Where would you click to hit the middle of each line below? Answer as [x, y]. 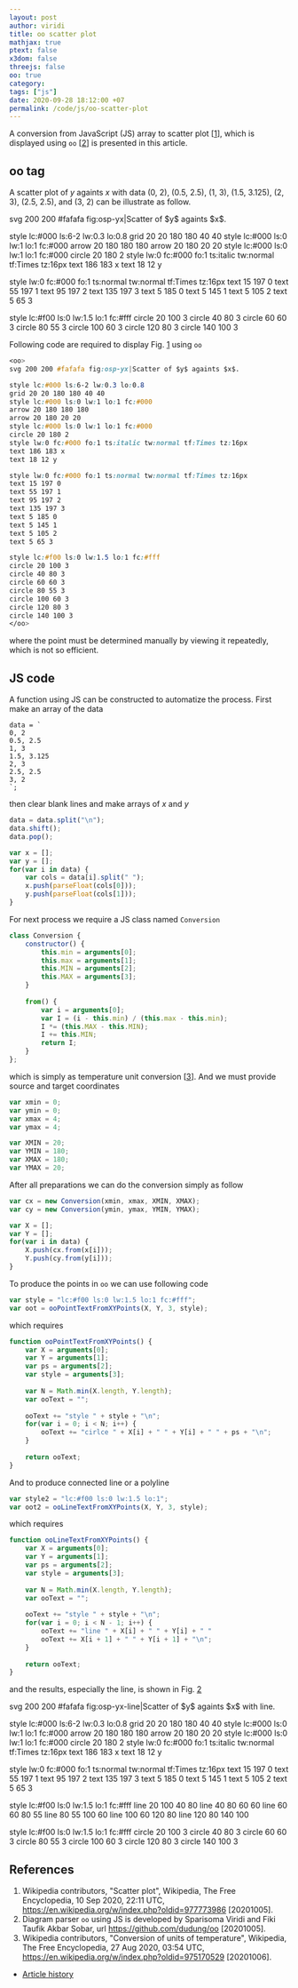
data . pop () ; [31, 836]
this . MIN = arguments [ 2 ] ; [89, 969]
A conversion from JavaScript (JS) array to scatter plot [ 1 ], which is [132, 133]
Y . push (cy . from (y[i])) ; [69, 1258]
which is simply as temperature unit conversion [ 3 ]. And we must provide [143, 1076]
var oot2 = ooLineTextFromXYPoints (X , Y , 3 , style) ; [109, 1507]
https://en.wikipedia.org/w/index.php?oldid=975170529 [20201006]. [147, 1957]
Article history [47, 1975]
